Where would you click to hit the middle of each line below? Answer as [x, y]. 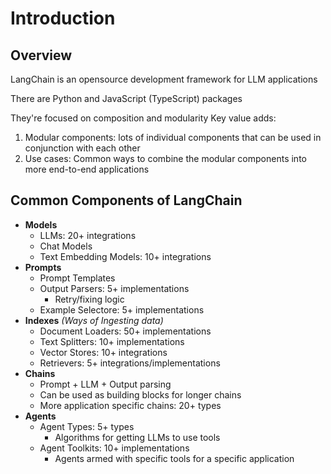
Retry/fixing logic [89, 299]
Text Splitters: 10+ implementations [112, 341]
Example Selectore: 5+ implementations [122, 309]
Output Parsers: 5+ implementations [114, 288]
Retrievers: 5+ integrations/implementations [130, 363]
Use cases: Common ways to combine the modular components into [165, 158]
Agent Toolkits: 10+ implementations [114, 448]
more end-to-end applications [87, 169]
